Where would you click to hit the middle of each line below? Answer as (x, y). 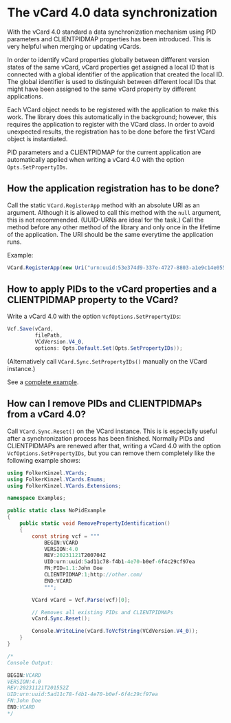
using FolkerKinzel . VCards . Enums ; (57, 479)
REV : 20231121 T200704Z (75, 556)
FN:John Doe (24, 701)
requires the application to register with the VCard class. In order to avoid (111, 124)
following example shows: (44, 460)
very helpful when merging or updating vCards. (74, 46)
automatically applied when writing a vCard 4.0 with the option (96, 159)
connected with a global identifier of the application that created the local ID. (115, 74)
